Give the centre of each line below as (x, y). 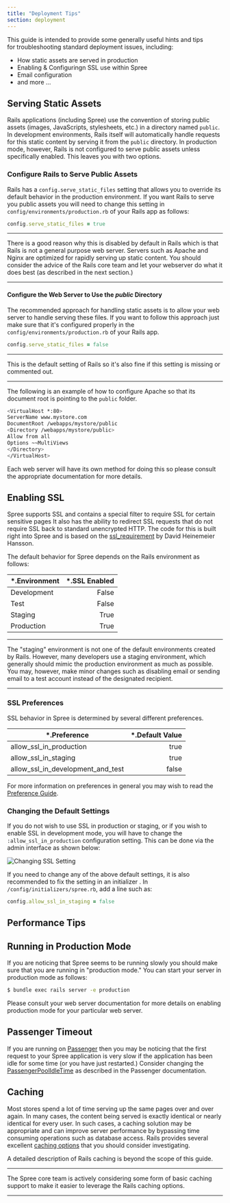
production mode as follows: (47, 978)
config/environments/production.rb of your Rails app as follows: (98, 211)
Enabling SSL (36, 498)
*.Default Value (156, 734)
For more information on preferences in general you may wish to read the (110, 786)
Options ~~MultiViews (38, 443)
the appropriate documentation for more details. (75, 476)
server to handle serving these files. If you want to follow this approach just (113, 317)
